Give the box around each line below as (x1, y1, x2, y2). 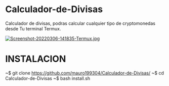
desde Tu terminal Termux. (5, 25, 62, 31)
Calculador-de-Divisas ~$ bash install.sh (5, 75, 91, 81)
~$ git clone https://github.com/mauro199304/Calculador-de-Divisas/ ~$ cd (5, 70, 164, 76)
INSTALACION (5, 53, 66, 65)
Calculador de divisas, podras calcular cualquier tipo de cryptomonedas (5, 20, 156, 26)
